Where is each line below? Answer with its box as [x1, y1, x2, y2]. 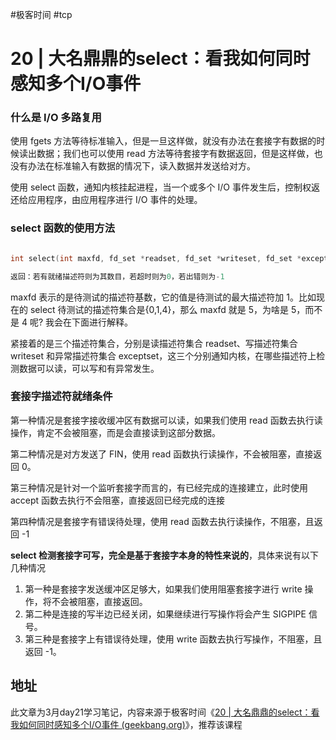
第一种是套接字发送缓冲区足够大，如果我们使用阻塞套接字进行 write [24, 583, 303, 595]
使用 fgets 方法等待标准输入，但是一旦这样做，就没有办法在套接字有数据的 [10, 135, 317, 147]
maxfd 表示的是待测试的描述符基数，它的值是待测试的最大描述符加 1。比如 [10, 291, 317, 303]
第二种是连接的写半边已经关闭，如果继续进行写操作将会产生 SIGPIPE [24, 608, 307, 620]
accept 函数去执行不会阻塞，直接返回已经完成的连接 [10, 494, 226, 506]
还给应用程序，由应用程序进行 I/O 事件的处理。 [10, 194, 203, 206]
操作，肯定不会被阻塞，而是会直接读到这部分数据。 [10, 426, 221, 438]
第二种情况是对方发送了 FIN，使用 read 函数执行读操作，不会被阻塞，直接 [10, 448, 314, 460]
